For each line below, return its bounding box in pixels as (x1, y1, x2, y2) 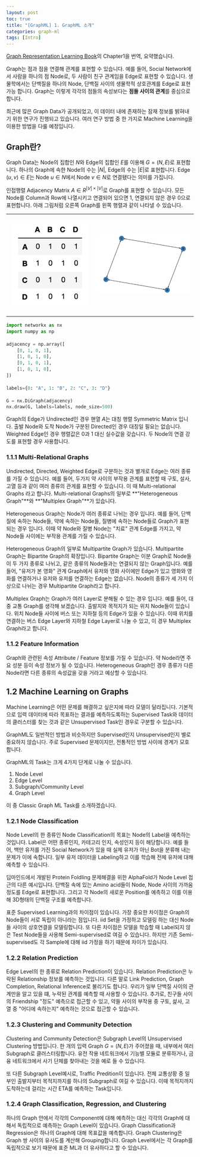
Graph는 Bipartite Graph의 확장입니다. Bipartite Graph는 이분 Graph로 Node (6, 552, 187, 560)
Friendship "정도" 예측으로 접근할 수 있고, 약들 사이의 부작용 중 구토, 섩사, (12, 998, 184, 1005)
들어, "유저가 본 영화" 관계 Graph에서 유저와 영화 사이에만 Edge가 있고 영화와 (6, 567, 186, 575)
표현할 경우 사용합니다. (17, 438, 70, 445)
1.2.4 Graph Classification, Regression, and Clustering (6, 1100, 167, 1108)
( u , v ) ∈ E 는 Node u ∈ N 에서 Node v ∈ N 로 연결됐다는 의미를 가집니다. (6, 173, 175, 181)
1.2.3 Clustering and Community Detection (6, 1020, 132, 1029)
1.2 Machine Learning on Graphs (6, 687, 129, 697)
